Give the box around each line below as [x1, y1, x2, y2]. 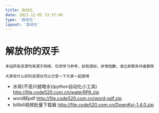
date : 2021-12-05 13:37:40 [5, 12, 63, 17]
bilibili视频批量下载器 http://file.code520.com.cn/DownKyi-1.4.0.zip [12, 102, 154, 108]
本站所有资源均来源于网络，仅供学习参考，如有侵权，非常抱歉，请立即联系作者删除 [5, 64, 154, 69]
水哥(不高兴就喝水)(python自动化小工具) [12, 83, 97, 90]
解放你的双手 [5, 46, 60, 57]
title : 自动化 [5, 7, 33, 13]
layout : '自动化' [5, 22, 40, 27]
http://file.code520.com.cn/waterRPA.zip [12, 89, 100, 96]
